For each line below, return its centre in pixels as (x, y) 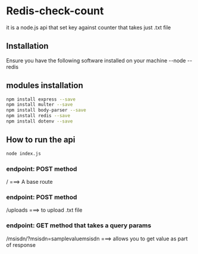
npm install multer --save (40, 105)
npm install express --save (41, 99)
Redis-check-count (55, 11)
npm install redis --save (38, 116)
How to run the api (41, 140)
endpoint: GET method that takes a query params (79, 225)
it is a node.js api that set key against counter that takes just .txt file (89, 27)
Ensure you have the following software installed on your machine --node (96, 60)
